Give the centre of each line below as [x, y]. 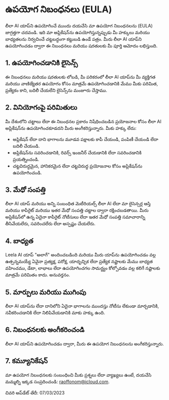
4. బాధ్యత [19, 241]
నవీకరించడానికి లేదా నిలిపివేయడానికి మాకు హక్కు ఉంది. [55, 312]
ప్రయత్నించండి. [26, 159]
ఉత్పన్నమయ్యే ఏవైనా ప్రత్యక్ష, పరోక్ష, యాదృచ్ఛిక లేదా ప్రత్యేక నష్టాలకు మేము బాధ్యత [79, 262]
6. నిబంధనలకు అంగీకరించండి [45, 330]
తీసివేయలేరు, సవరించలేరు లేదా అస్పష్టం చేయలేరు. [50, 224]
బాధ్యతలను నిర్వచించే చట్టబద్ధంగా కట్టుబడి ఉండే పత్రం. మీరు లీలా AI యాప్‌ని [74, 39]
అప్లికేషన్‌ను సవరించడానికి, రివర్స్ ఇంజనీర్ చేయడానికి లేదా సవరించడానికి [77, 152]
